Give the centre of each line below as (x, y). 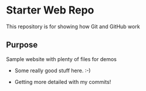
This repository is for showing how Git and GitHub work (73, 26)
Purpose (22, 45)
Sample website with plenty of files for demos (62, 59)
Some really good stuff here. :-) (52, 70)
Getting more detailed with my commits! (63, 82)
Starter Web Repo (50, 10)
